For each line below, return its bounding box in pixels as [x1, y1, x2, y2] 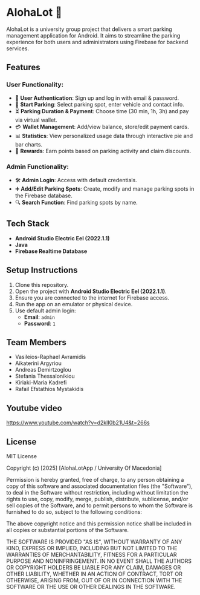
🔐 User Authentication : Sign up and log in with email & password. [15, 94, 179, 102]
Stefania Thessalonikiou [15, 372, 75, 380]
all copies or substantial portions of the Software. [6, 526, 129, 533]
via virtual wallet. [15, 116, 57, 123]
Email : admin [24, 313, 56, 320]
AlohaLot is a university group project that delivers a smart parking [6, 25, 172, 33]
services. [6, 45, 29, 52]
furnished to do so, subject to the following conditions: [6, 508, 142, 515]
